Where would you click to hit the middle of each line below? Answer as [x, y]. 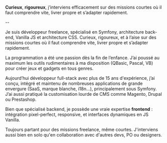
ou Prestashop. [21, 99]
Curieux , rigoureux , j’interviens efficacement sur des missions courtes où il [83, 7]
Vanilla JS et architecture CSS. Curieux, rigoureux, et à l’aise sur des [86, 37]
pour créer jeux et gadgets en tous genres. [49, 68]
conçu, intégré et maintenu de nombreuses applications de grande [74, 83]
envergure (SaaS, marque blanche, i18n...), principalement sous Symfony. [81, 89]
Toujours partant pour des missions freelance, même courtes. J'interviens [82, 129]
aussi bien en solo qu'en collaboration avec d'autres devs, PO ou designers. [83, 135]
